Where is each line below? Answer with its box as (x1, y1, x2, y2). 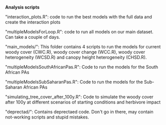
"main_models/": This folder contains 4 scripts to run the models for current (5, 44, 161, 49)
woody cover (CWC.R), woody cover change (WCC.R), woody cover (5, 49, 146, 55)
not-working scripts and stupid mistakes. (5, 114, 89, 120)
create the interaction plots (5, 19, 61, 25)
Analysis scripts (5, 4, 40, 10)
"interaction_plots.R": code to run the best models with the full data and (5, 14, 152, 19)
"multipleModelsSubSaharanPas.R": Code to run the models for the (5, 79, 143, 85)
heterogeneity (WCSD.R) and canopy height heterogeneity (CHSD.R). (5, 54, 147, 60)
